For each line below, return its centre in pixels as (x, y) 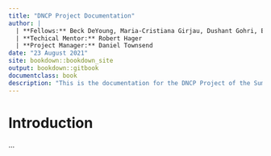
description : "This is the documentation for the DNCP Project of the (129, 83)
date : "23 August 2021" (48, 53)
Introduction (51, 123)
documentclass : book (43, 76)
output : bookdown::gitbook (54, 68)
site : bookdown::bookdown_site (61, 61)
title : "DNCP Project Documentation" (72, 16)
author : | (25, 23)
